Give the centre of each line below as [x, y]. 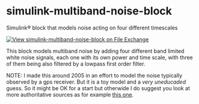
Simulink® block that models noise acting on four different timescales [92, 28]
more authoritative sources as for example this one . [70, 94]
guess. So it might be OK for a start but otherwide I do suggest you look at [98, 88]
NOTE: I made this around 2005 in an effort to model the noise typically [94, 75]
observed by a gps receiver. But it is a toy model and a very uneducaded [96, 82]
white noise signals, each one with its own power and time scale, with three [100, 57]
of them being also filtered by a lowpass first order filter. [76, 64]
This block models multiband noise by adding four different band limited [95, 51]
